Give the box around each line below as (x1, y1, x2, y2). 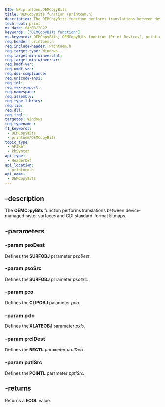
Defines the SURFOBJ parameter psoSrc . (5, 276, 88, 282)
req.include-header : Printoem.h (5, 44, 71, 49)
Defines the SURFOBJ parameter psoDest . (5, 253, 91, 259)
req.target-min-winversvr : (5, 58, 60, 62)
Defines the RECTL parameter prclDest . (5, 347, 85, 352)
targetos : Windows (5, 116, 43, 122)
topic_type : (5, 140, 29, 145)
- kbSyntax (7, 149, 29, 154)
